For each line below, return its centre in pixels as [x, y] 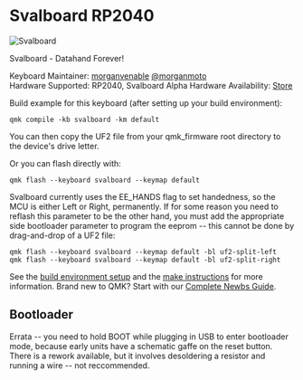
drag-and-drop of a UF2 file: [62, 235]
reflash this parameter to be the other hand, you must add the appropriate [147, 216]
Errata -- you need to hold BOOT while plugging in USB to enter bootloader [149, 337]
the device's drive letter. [54, 146]
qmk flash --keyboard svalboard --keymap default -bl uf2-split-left [143, 252]
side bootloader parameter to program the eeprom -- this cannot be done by [152, 225]
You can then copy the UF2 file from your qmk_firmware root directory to [145, 136]
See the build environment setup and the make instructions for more [137, 276]
